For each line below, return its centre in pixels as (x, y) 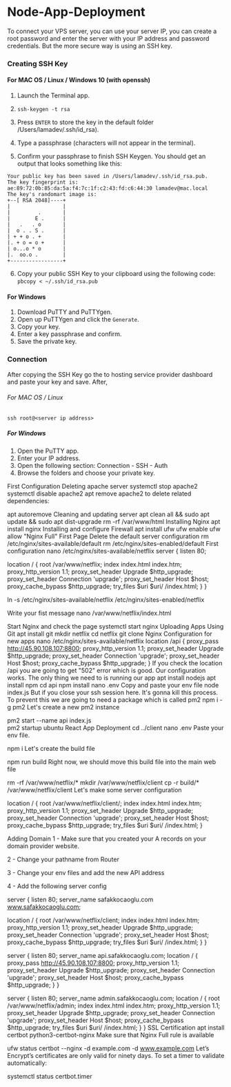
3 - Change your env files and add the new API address (86, 872)
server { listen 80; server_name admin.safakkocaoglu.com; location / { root (114, 998)
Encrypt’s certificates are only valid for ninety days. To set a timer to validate (116, 1055)
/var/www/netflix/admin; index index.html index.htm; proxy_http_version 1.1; (114, 1006)
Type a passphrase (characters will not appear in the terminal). (106, 143)
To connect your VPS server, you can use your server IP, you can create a (112, 31)
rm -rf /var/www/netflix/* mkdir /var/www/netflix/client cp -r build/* (103, 782)
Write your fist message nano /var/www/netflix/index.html (89, 613)
